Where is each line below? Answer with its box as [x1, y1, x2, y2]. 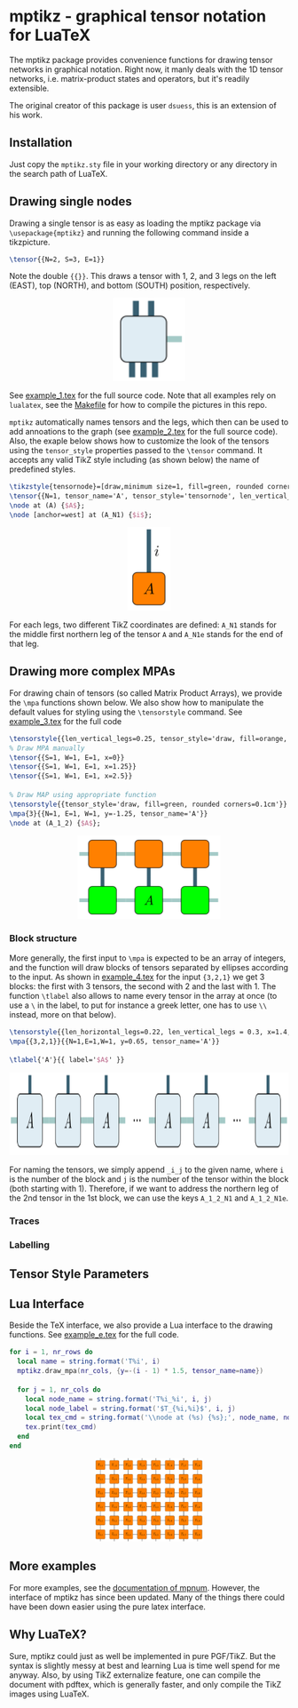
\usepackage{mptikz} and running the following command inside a [9, 227, 250, 237]
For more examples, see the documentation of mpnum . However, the [9, 1582, 260, 1592]
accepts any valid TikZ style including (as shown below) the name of [9, 455, 260, 466]
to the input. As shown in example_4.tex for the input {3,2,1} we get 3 [9, 971, 265, 982]
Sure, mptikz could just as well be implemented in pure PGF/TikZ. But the [9, 1650, 277, 1661]
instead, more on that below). [9, 1009, 117, 1019]
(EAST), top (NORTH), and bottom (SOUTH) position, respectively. [9, 280, 251, 291]
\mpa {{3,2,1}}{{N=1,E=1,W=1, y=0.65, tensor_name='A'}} [9, 1037, 220, 1046]
